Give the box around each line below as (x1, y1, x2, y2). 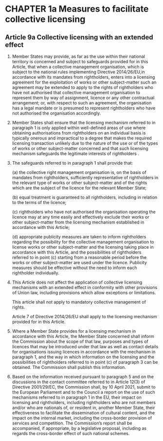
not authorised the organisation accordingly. (12, 110, 101, 116)
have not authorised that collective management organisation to (12, 90, 140, 95)
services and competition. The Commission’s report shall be (12, 420, 132, 426)
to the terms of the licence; (12, 200, 67, 205)
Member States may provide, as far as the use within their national (12, 53, 145, 59)
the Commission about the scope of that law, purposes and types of (12, 339, 148, 344)
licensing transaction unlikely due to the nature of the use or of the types (12, 140, 158, 146)
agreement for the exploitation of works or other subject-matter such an (12, 79, 157, 85)
